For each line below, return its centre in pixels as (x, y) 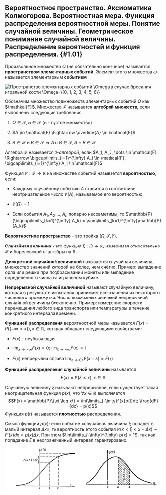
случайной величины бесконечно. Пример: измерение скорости (74, 303)
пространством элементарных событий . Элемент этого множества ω (81, 72)
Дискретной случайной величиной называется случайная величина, (79, 261)
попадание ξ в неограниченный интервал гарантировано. (66, 440)
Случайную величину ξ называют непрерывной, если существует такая (82, 388)
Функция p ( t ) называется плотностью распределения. (63, 414)
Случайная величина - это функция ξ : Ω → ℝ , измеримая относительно (83, 246)
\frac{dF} (149, 401)
